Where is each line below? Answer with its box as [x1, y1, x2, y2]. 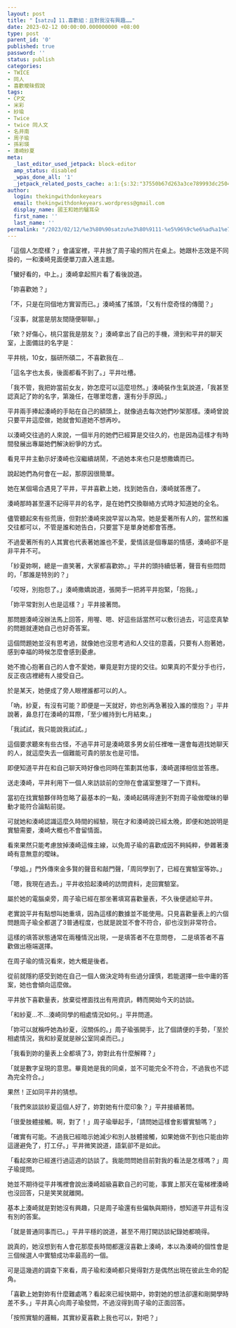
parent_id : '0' [7, 37, 52, 44]
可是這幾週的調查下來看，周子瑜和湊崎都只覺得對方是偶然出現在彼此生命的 [7, 1265, 223, 1274]
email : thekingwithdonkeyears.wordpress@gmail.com [13, 200, 165, 207]
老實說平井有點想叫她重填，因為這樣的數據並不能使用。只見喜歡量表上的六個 [7, 909, 229, 918]
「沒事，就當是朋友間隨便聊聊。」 [7, 314, 103, 323]
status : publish [7, 56, 55, 63]
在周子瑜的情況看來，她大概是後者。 [7, 956, 112, 965]
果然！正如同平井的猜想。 [7, 1087, 81, 1096]
